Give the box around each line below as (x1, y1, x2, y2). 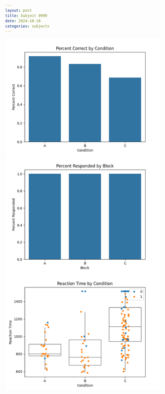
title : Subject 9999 (5, 13, 48, 18)
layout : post (5, 8, 32, 13)
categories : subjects (5, 24, 50, 29)
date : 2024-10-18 (5, 18, 41, 23)
